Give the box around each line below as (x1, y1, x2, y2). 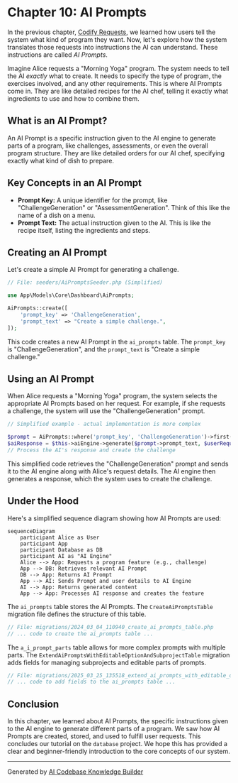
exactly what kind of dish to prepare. (7, 156, 115, 165)
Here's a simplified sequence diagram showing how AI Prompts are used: (7, 514, 222, 522)
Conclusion (7, 698, 59, 710)
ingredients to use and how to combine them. (7, 94, 140, 103)
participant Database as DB (20, 546, 103, 554)
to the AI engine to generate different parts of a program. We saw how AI (7, 725, 220, 733)
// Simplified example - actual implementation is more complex (7, 420, 201, 428)
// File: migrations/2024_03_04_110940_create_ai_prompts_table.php (7, 623, 214, 630)
